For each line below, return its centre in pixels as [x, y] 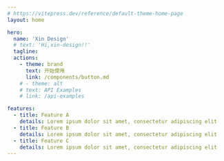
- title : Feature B [41, 128]
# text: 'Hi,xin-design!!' [52, 45]
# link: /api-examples [52, 96]
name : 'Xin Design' [41, 39]
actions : [26, 58]
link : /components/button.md [67, 77]
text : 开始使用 [45, 71]
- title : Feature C [41, 141]
